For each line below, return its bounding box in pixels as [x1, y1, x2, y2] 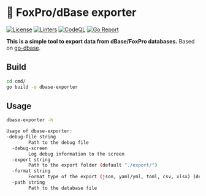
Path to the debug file [28, 139, 89, 146]
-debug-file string [6, 134, 56, 140]
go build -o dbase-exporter [6, 84, 78, 90]
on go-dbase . [6, 44, 41, 51]
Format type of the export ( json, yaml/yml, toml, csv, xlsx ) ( [28, 174, 196, 180]
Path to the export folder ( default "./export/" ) [28, 162, 158, 168]
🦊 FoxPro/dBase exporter [6, 6, 137, 20]
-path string [12, 179, 45, 186]
